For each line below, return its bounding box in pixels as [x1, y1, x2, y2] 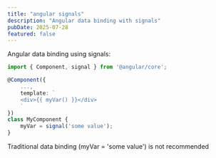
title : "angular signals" [7, 10, 84, 18]
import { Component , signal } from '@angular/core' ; [7, 63, 168, 71]
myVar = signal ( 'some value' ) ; [20, 122, 113, 130]
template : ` [20, 90, 56, 97]
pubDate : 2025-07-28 [7, 23, 69, 31]
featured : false [7, 30, 56, 38]
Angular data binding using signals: [7, 50, 111, 58]
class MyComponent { [7, 116, 69, 123]
